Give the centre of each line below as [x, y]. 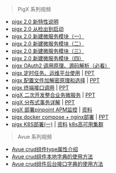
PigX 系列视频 [34, 9]
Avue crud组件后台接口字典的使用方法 [57, 164]
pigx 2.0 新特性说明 [35, 22]
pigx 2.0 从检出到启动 [37, 29]
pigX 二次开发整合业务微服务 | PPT [53, 95]
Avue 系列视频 [35, 137]
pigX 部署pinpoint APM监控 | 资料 [52, 110]
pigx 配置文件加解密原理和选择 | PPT [56, 80]
